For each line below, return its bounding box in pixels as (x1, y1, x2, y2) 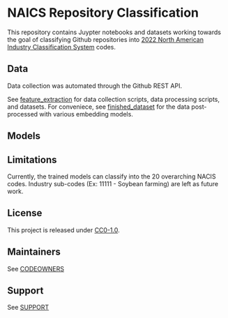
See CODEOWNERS (7, 264, 65, 273)
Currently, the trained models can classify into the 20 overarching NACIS (7, 172, 216, 181)
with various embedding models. (39, 109, 134, 118)
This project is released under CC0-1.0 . (7, 225, 120, 234)
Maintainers (7, 246, 61, 258)
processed (7, 109, 38, 118)
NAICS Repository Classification (7, 5, 199, 21)
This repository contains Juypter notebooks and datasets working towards (7, 28, 222, 36)
